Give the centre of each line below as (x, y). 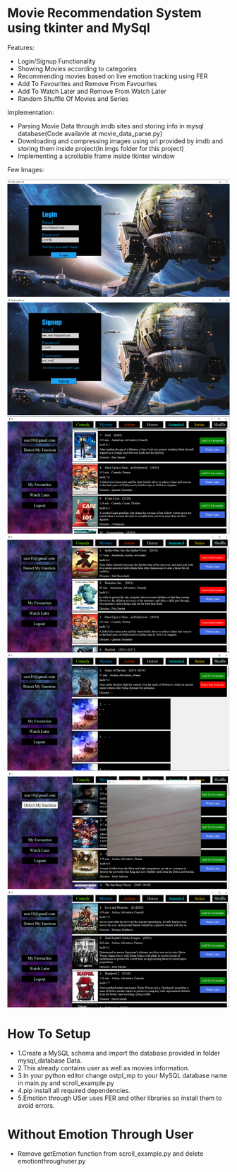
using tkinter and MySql (79, 28)
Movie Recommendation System (105, 13)
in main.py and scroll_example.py (66, 1083)
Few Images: (26, 169)
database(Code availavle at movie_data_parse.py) (90, 133)
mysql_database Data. (50, 1061)
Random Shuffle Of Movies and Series (73, 98)
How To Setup (49, 1033)
